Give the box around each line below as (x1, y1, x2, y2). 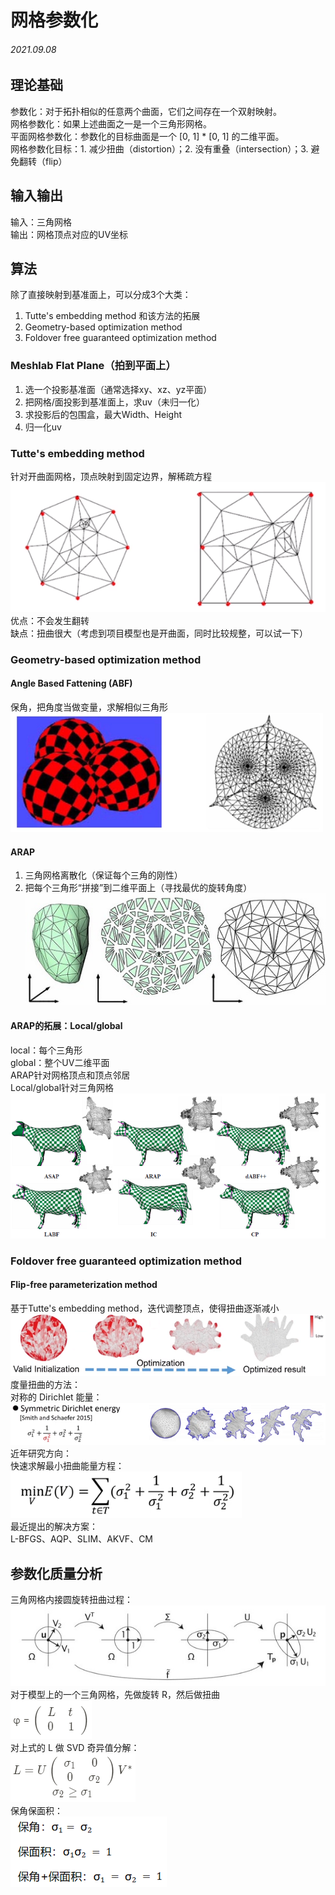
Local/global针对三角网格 (10, 1081, 115, 1093)
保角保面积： (10, 1805, 63, 1817)
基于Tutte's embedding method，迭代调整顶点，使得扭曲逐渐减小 (10, 1302, 280, 1314)
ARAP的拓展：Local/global (10, 1020, 123, 1032)
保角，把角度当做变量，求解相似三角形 (10, 701, 168, 713)
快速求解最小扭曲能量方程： (10, 1460, 125, 1472)
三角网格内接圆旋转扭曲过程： (10, 1594, 133, 1606)
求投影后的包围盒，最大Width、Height (24, 408, 183, 420)
